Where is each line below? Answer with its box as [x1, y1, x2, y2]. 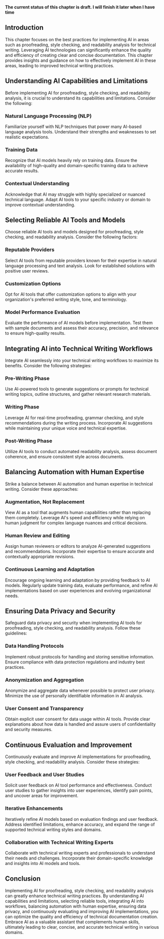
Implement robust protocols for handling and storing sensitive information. [5, 654, 155, 660]
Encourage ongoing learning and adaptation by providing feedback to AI [5, 577, 150, 583]
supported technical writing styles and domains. [5, 826, 102, 833]
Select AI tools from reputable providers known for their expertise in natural [5, 257, 157, 263]
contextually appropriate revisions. [5, 554, 75, 559]
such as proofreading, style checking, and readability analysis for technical [5, 42, 156, 48]
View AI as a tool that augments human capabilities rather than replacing [5, 509, 151, 515]
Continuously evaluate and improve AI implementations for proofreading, [5, 754, 151, 760]
